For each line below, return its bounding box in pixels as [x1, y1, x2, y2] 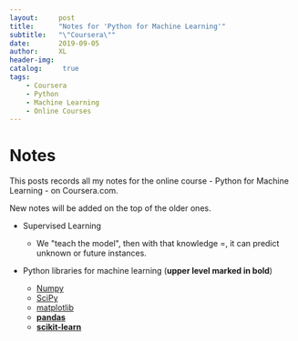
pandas [36, 312, 67, 323]
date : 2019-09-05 [9, 38, 100, 48]
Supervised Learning [22, 220, 102, 232]
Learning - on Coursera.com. [9, 186, 118, 196]
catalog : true [9, 65, 79, 74]
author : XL [9, 47, 67, 56]
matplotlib [36, 302, 75, 314]
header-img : [9, 55, 55, 65]
